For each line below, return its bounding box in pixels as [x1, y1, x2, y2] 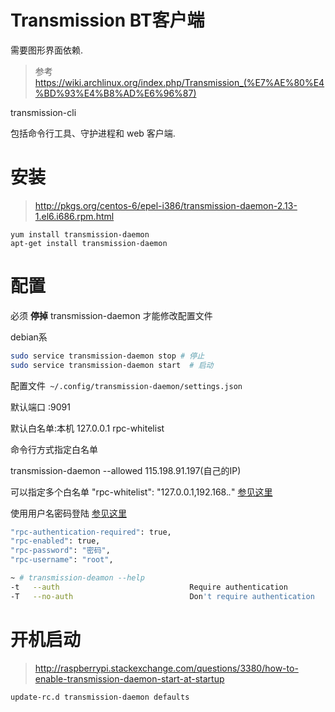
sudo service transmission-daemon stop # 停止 [10, 351, 205, 361]
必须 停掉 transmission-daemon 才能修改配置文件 [10, 309, 213, 321]
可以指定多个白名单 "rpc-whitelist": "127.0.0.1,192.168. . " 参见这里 [10, 486, 273, 498]
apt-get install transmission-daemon [10, 238, 168, 248]
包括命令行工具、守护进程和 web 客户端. [10, 127, 176, 139]
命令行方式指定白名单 [10, 443, 98, 455]
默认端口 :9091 [10, 401, 71, 413]
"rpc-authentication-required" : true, [10, 527, 172, 537]
